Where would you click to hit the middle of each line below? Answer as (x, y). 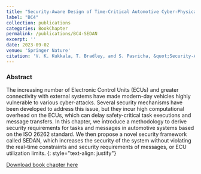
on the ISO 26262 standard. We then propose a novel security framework (97, 134)
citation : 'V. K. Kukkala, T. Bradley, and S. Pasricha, (79, 56)
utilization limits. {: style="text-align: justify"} (61, 153)
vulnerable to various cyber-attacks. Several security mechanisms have (95, 102)
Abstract (19, 77)
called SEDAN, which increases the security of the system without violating (99, 140)
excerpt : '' (21, 39)
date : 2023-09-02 (28, 45)
